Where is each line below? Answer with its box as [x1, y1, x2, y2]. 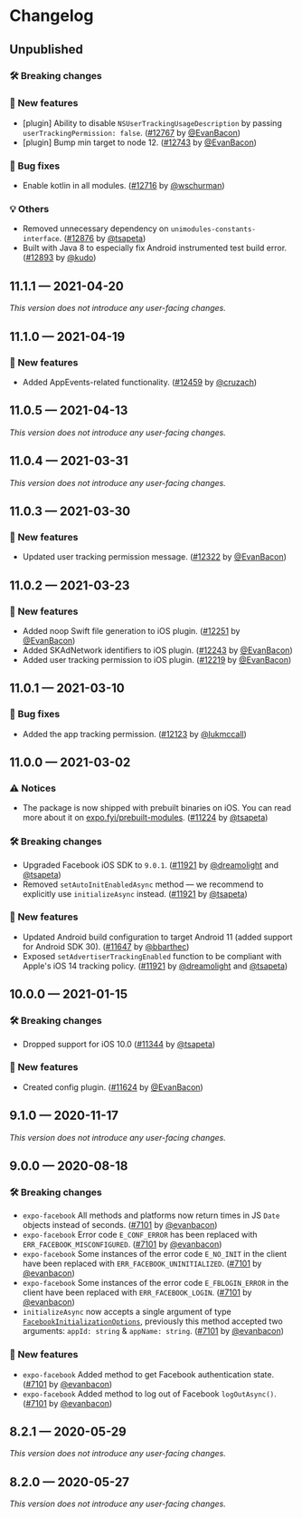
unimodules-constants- [170, 225, 256, 234]
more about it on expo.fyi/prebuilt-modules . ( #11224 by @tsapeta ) [22, 813, 269, 823]
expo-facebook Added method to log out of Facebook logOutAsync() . [22, 1388, 278, 1399]
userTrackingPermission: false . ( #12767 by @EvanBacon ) [22, 127, 241, 138]
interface [22, 235, 61, 244]
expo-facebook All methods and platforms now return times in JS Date [22, 1210, 280, 1221]
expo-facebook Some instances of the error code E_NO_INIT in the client [22, 1249, 288, 1260]
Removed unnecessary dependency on [22, 223, 169, 234]
